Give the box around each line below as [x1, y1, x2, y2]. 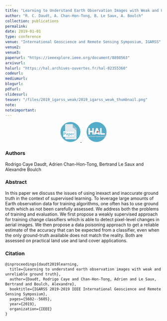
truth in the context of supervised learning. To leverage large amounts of [5, 195, 154, 201]
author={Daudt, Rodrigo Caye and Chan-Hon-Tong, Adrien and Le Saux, [9, 277, 157, 282]
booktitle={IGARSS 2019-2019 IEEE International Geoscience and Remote [9, 287, 162, 292]
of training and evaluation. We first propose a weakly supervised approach [5, 211, 158, 217]
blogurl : [5, 81, 23, 86]
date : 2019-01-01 [5, 29, 41, 34]
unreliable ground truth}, [5, 272, 61, 277]
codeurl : [5, 71, 23, 76]
